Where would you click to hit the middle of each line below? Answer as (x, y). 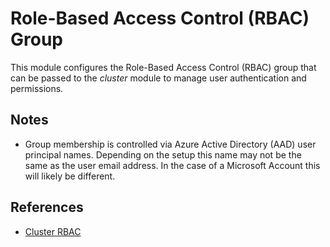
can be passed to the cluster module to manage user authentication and (158, 78)
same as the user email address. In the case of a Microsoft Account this (172, 165)
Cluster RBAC (53, 231)
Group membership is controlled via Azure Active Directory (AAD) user (170, 144)
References (47, 207)
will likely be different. (70, 176)
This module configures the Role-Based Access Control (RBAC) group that (163, 67)
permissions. (37, 88)
